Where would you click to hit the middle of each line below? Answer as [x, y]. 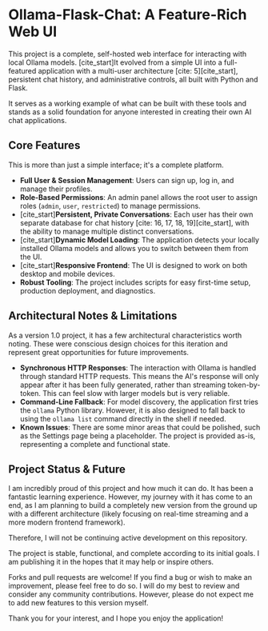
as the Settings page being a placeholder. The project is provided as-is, [138, 435]
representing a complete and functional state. [95, 444]
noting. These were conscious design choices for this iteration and [118, 343]
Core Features [44, 146]
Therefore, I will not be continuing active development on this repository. [128, 538]
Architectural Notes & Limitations [93, 316]
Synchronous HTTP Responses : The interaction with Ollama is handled [138, 367]
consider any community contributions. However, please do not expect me [131, 594]
